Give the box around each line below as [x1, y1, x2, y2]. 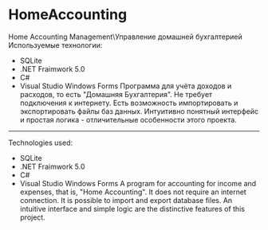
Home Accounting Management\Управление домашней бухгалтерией [8, 32, 243, 41]
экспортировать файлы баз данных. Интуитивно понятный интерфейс [19, 106, 259, 116]
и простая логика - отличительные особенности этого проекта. [19, 115, 237, 124]
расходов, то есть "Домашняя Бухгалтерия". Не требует [19, 89, 213, 99]
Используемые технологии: [8, 40, 103, 49]
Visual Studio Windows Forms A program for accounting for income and [19, 178, 257, 188]
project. [19, 212, 45, 222]
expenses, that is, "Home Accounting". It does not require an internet [19, 187, 247, 197]
